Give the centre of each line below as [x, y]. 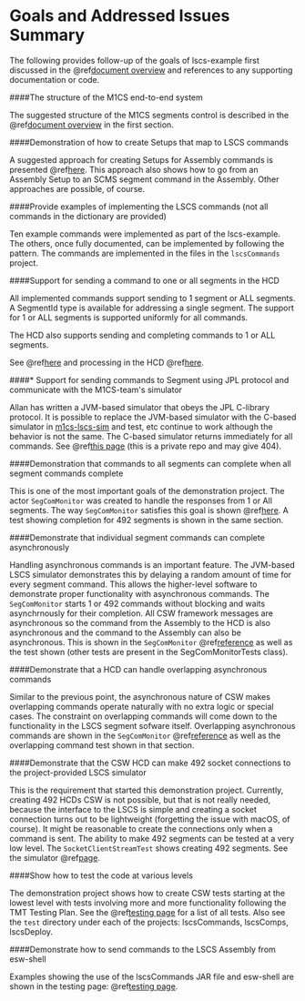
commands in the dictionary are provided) [88, 216]
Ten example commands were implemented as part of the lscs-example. [145, 234]
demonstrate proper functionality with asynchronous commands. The [140, 593]
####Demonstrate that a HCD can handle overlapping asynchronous [138, 669]
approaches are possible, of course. [77, 188]
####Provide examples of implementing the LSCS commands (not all [139, 207]
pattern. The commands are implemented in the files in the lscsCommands [145, 253]
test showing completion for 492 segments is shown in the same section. [147, 520]
